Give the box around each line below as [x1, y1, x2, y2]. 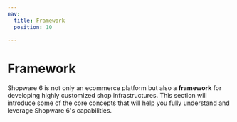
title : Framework [14, 17, 65, 24]
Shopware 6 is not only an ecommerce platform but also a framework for [7, 84, 222, 92]
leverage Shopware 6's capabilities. [7, 106, 112, 115]
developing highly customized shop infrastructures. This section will [7, 91, 208, 100]
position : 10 [14, 23, 53, 30]
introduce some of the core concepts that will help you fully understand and [7, 99, 230, 107]
